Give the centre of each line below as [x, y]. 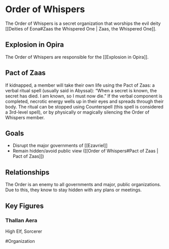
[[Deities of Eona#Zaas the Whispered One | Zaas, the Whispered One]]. [81, 28]
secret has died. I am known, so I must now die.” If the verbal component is [84, 96]
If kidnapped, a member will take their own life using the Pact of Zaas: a [80, 85]
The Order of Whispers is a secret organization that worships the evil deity [83, 23]
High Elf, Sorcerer [24, 231]
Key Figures [25, 206]
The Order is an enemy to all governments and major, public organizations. [83, 185]
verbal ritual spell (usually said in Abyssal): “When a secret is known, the [81, 90]
